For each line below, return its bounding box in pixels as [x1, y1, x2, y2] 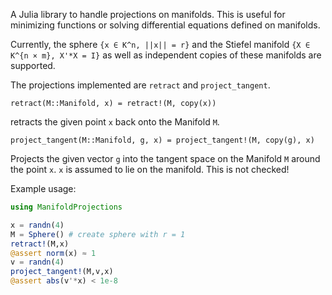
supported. [10, 60, 56, 71]
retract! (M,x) [10, 239, 70, 249]
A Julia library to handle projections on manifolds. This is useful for [10, 9, 286, 20]
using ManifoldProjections [10, 202, 123, 212]
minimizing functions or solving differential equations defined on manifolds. [10, 19, 321, 31]
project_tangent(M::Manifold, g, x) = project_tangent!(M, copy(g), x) [10, 135, 315, 145]
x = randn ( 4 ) [10, 220, 65, 230]
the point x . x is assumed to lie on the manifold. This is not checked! [10, 164, 290, 175]
